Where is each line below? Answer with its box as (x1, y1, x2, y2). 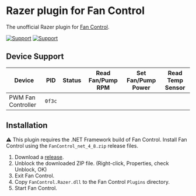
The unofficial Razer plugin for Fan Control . (6, 23, 110, 30)
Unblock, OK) (14, 166, 47, 173)
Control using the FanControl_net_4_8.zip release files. (6, 142, 139, 149)
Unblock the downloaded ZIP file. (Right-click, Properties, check (14, 159, 169, 167)
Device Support (6, 51, 64, 62)
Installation (6, 121, 48, 131)
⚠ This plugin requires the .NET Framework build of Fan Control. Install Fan (6, 136, 188, 143)
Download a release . (14, 153, 64, 160)
